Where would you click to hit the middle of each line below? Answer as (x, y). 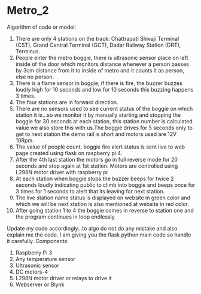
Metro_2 (28, 10)
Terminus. (28, 51)
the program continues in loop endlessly (65, 217)
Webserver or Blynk (40, 284)
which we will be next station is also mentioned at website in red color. (102, 204)
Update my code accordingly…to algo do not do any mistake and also (92, 228)
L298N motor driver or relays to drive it (63, 278)
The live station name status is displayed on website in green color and (103, 198)
